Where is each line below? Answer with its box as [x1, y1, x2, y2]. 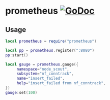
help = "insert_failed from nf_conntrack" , [16, 81, 106, 86]
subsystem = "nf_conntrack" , [16, 71, 74, 76]
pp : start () [5, 52, 29, 58]
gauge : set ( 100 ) [5, 90, 38, 95]
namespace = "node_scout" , [16, 66, 70, 72]
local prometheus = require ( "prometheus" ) [5, 39, 97, 44]
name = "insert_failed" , [16, 76, 65, 81]
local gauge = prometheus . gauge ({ [5, 61, 79, 67]
